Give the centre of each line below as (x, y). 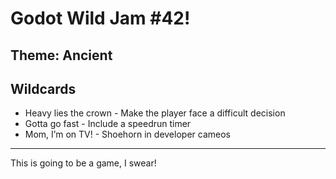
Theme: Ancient (61, 55)
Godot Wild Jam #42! (100, 18)
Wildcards (43, 88)
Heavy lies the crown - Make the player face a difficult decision (155, 113)
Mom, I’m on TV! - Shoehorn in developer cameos (127, 134)
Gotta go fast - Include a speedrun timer (108, 124)
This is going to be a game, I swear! (83, 163)
